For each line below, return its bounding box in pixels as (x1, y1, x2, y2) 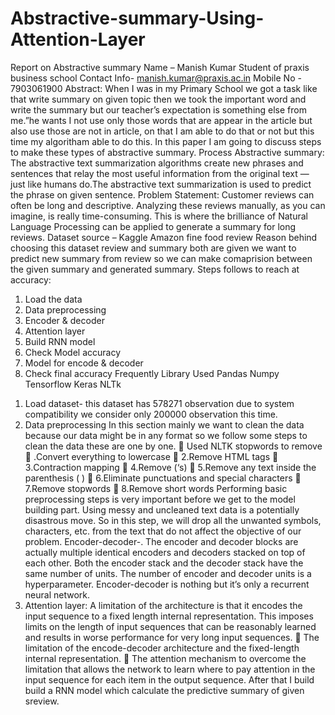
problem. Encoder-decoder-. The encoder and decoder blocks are (24, 535, 299, 547)
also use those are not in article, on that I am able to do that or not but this (10, 125, 315, 137)
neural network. (24, 588, 90, 601)
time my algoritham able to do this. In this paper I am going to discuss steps (10, 135, 322, 147)
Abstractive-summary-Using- (10, 7, 265, 30)
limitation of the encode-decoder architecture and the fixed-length (24, 642, 300, 654)
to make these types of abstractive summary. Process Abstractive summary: (10, 146, 325, 158)
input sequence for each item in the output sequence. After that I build (24, 673, 315, 686)
